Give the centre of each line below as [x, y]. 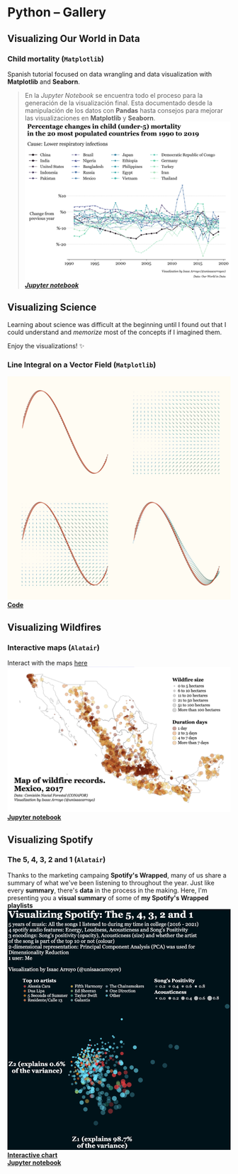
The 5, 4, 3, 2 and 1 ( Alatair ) [57, 860]
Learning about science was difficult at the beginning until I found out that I [117, 324]
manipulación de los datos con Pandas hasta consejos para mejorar [124, 110]
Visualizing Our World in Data [74, 39]
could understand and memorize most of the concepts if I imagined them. [114, 332]
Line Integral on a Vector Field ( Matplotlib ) [82, 365]
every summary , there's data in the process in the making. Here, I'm [107, 890]
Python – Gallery [57, 12]
